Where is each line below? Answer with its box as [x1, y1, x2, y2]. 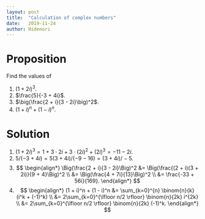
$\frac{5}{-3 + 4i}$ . [15, 92, 65, 99]
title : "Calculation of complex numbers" [6, 15, 116, 21]
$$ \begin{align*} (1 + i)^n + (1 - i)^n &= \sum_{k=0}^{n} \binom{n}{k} [20, 187, 195, 194]
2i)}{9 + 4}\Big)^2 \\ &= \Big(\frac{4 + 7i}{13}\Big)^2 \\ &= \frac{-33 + [20, 171, 195, 178]
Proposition [6, 52, 67, 66]
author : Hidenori [6, 26, 51, 32]
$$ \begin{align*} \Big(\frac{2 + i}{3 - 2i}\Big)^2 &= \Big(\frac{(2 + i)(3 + [16, 164, 199, 171]
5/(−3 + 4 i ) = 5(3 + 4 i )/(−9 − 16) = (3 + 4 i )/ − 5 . [15, 155, 133, 162]
